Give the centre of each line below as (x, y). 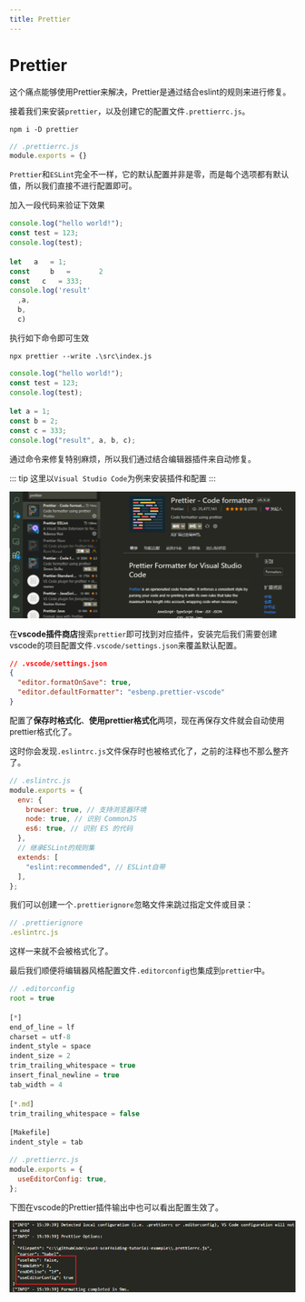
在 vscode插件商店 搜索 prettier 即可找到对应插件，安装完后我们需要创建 (143, 634)
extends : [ (38, 857)
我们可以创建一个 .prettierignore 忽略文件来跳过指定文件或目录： (132, 905)
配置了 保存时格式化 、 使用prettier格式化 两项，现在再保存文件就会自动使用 (147, 720)
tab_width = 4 (36, 1085)
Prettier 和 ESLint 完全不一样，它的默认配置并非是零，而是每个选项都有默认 (149, 175)
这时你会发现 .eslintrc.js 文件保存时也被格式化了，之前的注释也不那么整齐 (149, 751)
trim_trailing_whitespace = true (73, 1066)
